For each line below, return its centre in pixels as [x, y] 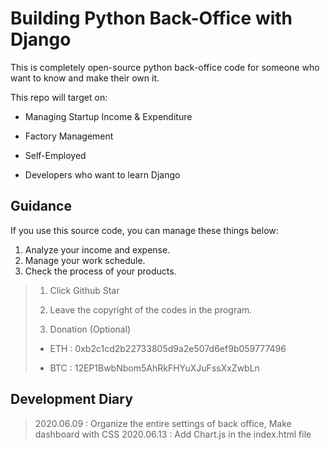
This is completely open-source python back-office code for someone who [165, 67]
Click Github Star [84, 290]
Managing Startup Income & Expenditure [108, 116]
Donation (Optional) [90, 329]
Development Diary [71, 399]
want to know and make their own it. [85, 78]
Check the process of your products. [100, 271]
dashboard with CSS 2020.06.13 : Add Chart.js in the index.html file [173, 434]
